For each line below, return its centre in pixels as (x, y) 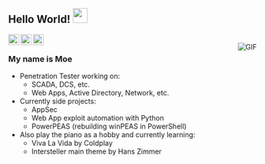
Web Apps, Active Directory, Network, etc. (100, 93)
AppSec (44, 110)
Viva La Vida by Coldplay (72, 143)
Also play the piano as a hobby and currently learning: (107, 135)
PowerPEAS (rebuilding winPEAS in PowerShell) (109, 126)
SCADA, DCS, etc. (61, 84)
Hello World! (39, 19)
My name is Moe (40, 58)
